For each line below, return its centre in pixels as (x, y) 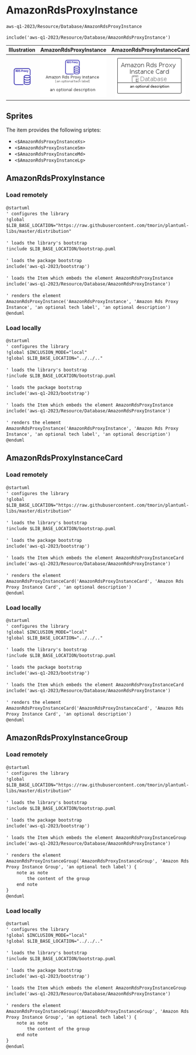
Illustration (22, 50)
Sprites (20, 116)
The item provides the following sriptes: (54, 130)
